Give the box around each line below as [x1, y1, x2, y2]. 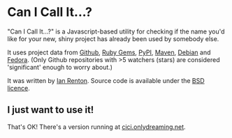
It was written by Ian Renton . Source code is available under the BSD [7, 76, 205, 84]
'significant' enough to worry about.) [7, 63, 113, 71]
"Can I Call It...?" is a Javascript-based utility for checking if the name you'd [7, 27, 225, 36]
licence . [7, 84, 30, 92]
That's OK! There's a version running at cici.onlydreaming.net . [7, 123, 187, 131]
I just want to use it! [7, 104, 94, 116]
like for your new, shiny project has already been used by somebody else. [7, 34, 219, 43]
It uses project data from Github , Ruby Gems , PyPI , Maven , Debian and [7, 48, 211, 56]
